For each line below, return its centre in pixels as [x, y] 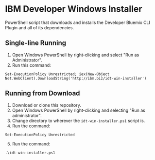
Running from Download [43, 93]
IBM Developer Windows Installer [74, 9]
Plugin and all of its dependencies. [40, 27]
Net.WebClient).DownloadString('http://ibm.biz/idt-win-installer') [76, 78]
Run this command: [31, 65]
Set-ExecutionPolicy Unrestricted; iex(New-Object [57, 74]
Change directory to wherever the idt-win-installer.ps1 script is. [78, 120]
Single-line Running [36, 43]
